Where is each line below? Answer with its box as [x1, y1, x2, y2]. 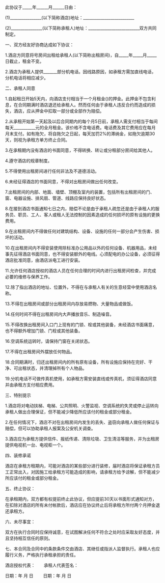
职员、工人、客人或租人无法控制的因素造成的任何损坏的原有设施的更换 [18, 212, 160, 218]
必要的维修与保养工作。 [5, 274, 53, 279]
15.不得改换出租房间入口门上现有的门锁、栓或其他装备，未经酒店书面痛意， [5, 322, 157, 328]
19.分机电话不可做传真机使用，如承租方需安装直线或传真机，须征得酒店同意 [5, 376, 157, 382]
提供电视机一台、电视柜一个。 [5, 442, 65, 448]
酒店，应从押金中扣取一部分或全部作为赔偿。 [13, 108, 104, 114]
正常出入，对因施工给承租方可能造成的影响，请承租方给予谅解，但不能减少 [9, 469, 160, 475]
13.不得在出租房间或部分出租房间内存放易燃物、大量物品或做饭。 [5, 301, 136, 306]
